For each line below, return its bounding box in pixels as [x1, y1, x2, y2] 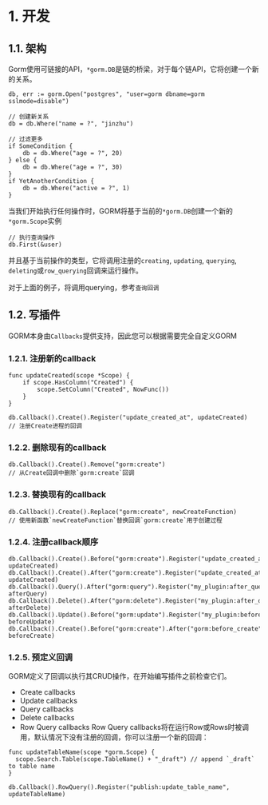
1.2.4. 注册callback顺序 [8, 536, 99, 548]
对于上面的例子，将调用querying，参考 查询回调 [8, 283, 160, 292]
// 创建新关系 [8, 113, 49, 121]
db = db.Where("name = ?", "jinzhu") [8, 120, 134, 128]
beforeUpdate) [8, 618, 56, 626]
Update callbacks [19, 696, 78, 706]
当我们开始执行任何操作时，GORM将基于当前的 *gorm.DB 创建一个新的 [8, 206, 234, 216]
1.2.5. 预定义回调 [8, 652, 73, 663]
